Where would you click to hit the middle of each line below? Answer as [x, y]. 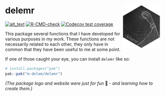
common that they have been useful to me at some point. [63, 49]
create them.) [19, 88]
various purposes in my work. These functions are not [60, 39]
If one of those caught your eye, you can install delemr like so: [68, 59]
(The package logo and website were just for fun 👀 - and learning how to [79, 83]
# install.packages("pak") [33, 68]
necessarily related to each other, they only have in [57, 44]
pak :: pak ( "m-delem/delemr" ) [34, 74]
